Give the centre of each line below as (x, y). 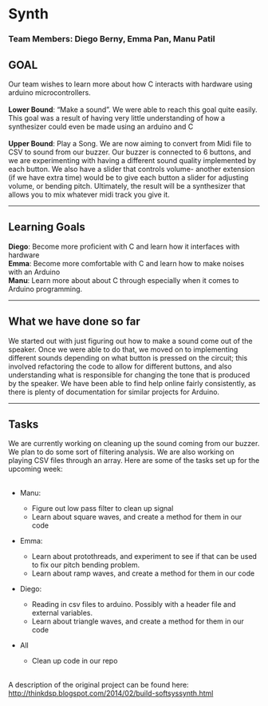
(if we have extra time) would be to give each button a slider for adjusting (128, 177)
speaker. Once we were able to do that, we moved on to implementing (123, 349)
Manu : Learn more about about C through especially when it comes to (124, 280)
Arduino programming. (45, 289)
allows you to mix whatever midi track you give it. (89, 194)
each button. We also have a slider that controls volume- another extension (132, 169)
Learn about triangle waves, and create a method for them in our (138, 621)
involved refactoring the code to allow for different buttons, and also (120, 366)
